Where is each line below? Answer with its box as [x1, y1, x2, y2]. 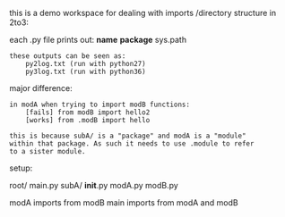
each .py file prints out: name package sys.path [9, 35, 186, 45]
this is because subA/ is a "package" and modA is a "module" [9, 131, 246, 140]
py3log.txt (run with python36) [25, 67, 146, 76]
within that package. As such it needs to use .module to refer [9, 139, 255, 148]
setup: [9, 163, 33, 173]
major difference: [9, 83, 73, 93]
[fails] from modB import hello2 [25, 108, 151, 117]
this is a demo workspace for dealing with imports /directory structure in [9, 8, 276, 18]
